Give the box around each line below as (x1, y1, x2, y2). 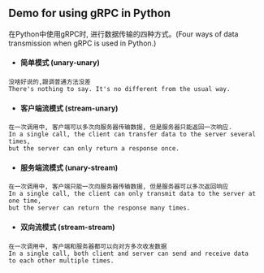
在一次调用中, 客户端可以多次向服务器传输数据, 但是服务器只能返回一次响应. (8, 123, 233, 132)
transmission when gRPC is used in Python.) (8, 38, 157, 48)
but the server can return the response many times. (8, 204, 191, 212)
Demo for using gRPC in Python (8, 6, 171, 20)
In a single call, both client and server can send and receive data (8, 249, 249, 258)
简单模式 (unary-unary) (19, 58, 100, 67)
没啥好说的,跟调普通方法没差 (8, 78, 91, 86)
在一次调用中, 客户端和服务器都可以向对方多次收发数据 (8, 242, 167, 250)
